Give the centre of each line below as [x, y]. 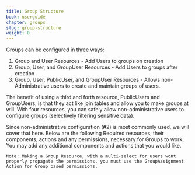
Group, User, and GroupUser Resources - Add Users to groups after [96, 67]
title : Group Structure [35, 11]
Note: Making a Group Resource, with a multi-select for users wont [91, 156]
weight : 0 [18, 33]
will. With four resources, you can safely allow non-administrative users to [95, 110]
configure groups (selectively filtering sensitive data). [70, 116]
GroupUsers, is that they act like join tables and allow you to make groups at [97, 103]
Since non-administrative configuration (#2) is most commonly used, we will [98, 127]
